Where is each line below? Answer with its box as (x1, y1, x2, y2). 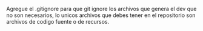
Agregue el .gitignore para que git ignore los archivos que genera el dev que (6, 5, 197, 12)
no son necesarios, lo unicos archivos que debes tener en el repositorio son (6, 12, 196, 19)
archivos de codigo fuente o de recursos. (6, 18, 110, 25)
